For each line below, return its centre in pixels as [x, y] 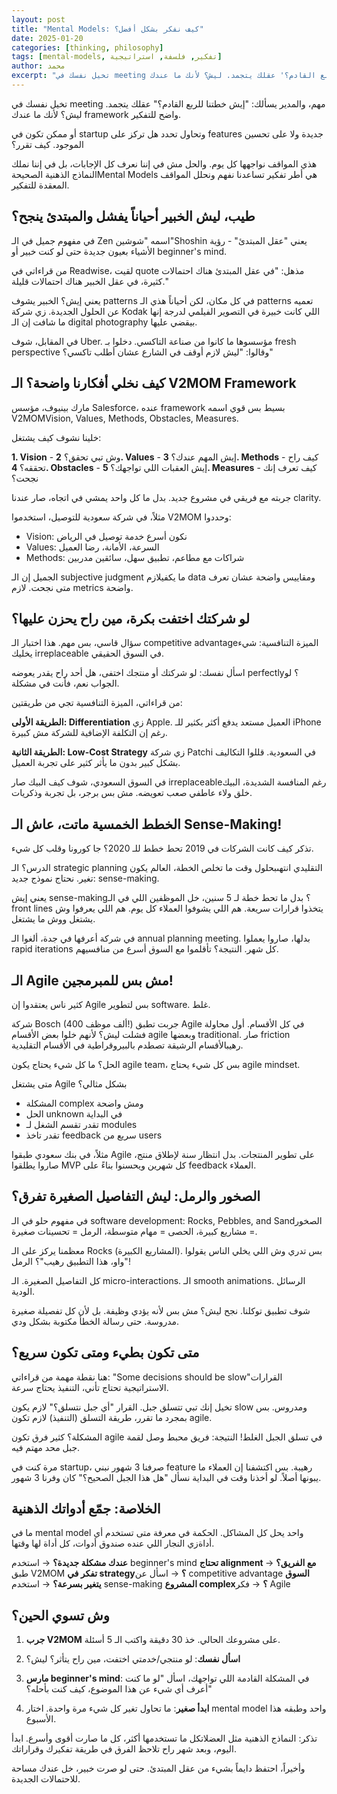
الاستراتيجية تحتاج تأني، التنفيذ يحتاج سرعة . [90, 1387]
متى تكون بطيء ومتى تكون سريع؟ [105, 1352]
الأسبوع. [41, 1719]
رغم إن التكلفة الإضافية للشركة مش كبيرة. [89, 733]
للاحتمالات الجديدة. [46, 1779]
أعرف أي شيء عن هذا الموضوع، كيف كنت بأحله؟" [119, 1689]
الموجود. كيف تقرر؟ [47, 144]
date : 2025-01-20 [47, 38]
